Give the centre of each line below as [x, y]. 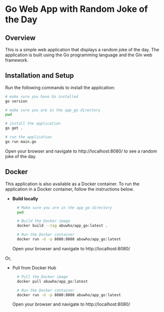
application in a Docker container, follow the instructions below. [70, 189]
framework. [17, 60]
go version [16, 101]
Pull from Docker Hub [34, 268]
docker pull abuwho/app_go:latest [52, 281]
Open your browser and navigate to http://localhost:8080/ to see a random [81, 151]
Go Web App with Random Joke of [77, 9]
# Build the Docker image [43, 221]
